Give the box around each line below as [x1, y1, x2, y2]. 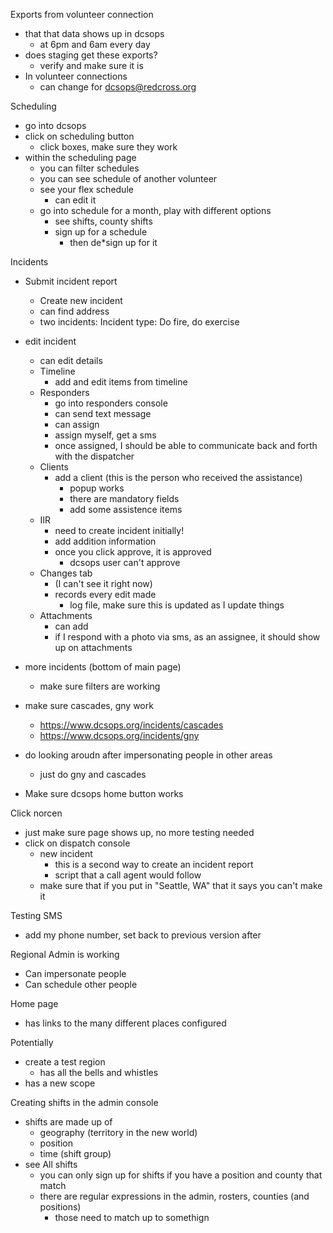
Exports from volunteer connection [10, 9, 154, 20]
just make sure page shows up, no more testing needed [24, 827, 255, 838]
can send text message [54, 408, 152, 419]
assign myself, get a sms [54, 429, 157, 441]
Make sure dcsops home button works [24, 788, 184, 799]
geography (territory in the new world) [39, 1127, 198, 1138]
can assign [54, 419, 100, 430]
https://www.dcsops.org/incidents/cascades [39, 719, 224, 731]
